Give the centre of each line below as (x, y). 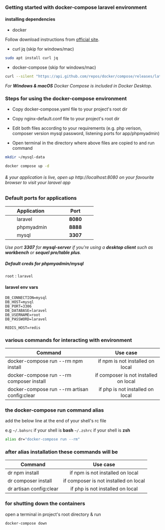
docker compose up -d (27, 166)
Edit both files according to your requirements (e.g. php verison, (77, 128)
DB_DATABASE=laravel (26, 310)
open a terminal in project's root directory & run (53, 514)
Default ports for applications (41, 198)
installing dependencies (30, 19)
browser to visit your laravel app (38, 182)
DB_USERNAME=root (23, 315)
